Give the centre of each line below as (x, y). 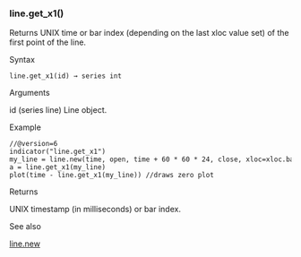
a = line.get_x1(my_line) (57, 167)
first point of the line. (48, 42)
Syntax (22, 60)
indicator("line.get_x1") (57, 152)
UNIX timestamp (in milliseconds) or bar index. (95, 210)
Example (26, 127)
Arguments (30, 93)
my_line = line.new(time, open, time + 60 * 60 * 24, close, (126, 159)
